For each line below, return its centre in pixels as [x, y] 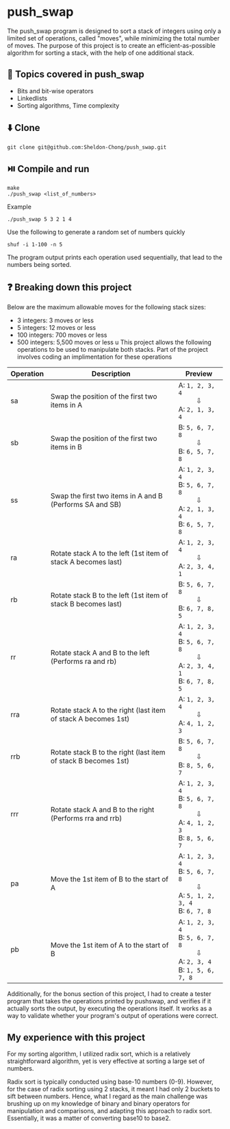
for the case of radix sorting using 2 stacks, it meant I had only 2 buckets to [114, 1089]
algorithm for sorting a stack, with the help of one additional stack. [101, 53]
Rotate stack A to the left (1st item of [110, 554]
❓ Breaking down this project [69, 287]
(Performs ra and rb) [84, 661]
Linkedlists [32, 98]
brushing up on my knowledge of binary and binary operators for [99, 1104]
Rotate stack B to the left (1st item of [109, 595]
